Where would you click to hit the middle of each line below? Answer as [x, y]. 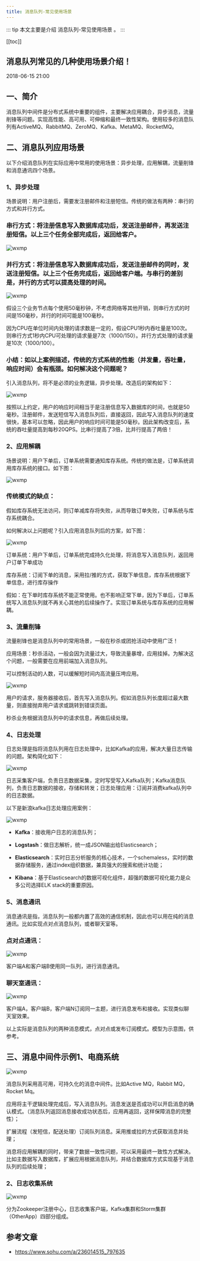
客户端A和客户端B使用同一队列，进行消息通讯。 [65, 966]
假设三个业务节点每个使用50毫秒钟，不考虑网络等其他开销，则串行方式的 [96, 308]
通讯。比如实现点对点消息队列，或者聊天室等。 [63, 923]
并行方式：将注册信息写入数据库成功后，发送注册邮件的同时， [95, 264]
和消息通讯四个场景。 [32, 170]
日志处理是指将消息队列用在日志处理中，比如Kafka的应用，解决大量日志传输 [99, 749]
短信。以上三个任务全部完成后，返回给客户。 [76, 235]
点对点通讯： [25, 941]
